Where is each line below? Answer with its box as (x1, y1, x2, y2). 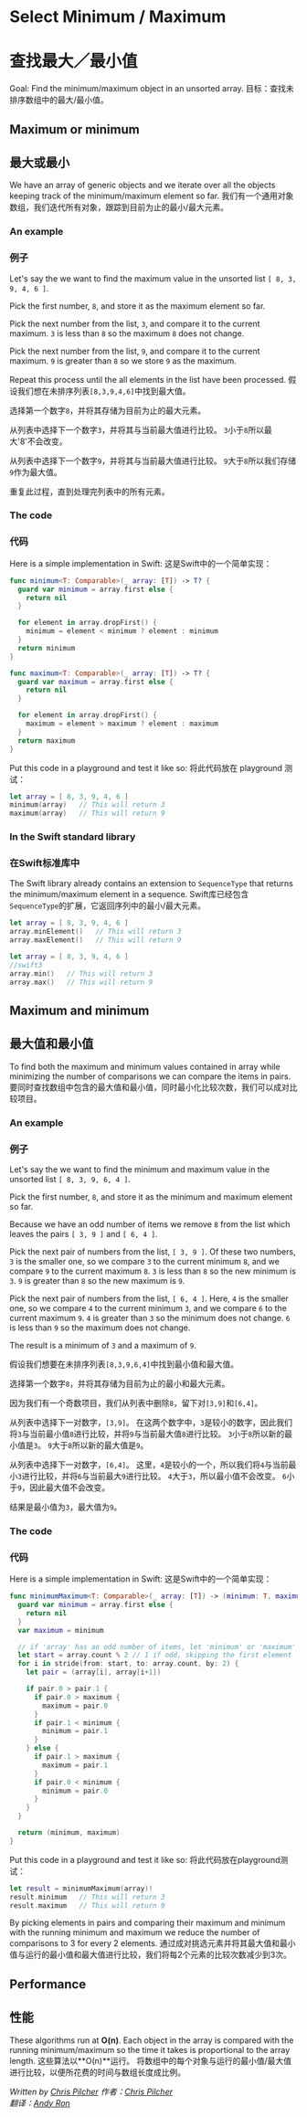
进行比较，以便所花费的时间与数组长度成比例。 (9, 2067, 185, 2078)
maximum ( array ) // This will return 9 (9, 809, 166, 819)
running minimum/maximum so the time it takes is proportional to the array (9, 2044, 291, 2055)
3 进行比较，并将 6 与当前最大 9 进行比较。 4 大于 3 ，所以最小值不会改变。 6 (17, 1470, 287, 1481)
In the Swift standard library (9, 831, 136, 843)
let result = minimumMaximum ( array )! (9, 1884, 153, 1893)
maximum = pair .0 (42, 1701, 108, 1710)
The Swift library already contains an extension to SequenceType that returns (9, 878, 294, 889)
